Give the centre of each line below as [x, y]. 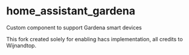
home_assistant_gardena [71, 11]
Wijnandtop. [21, 45]
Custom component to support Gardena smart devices [74, 27]
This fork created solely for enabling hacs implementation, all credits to [94, 39]
